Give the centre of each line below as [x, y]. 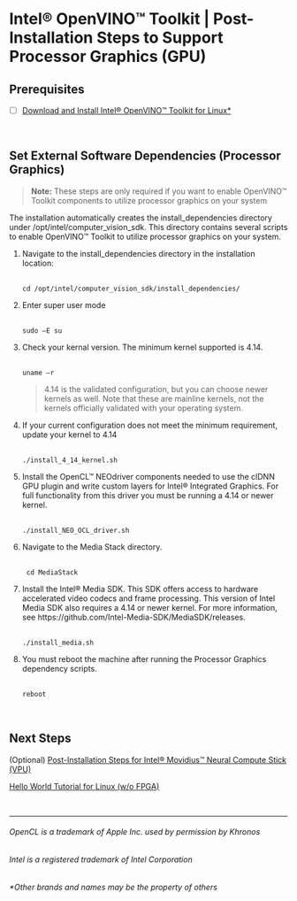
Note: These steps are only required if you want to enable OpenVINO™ [159, 191]
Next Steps [40, 739]
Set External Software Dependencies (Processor [145, 156]
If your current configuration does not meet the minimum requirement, [150, 425]
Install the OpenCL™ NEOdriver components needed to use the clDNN [148, 476]
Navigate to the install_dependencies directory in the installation [139, 253]
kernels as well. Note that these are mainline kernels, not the [154, 398]
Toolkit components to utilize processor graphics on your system [149, 200]
